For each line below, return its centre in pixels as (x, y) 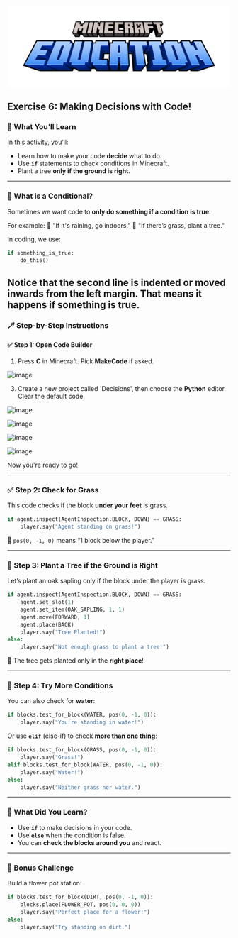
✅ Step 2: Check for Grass (53, 490)
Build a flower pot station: (45, 883)
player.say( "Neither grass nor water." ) (80, 787)
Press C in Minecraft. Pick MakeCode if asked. (86, 361)
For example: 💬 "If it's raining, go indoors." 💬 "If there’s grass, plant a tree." (116, 225)
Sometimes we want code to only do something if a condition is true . (109, 211)
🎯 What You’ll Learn (42, 126)
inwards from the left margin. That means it (104, 293)
